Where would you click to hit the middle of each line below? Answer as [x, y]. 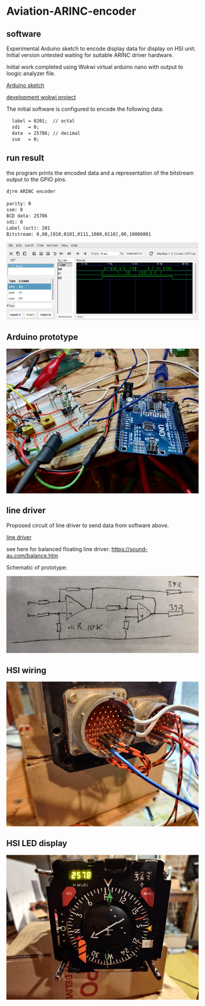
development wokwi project [41, 97]
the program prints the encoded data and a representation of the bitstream [100, 173]
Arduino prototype [42, 337]
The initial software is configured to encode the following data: [85, 109]
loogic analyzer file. [31, 73]
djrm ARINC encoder [31, 191]
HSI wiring [27, 670]
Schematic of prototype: [37, 567]
